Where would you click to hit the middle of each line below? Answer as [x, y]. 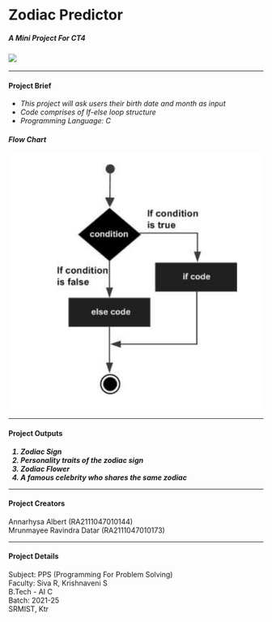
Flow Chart [28, 139]
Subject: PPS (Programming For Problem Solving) [91, 575]
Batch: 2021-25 [34, 600]
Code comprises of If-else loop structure [88, 112]
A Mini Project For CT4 [47, 37]
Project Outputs [36, 433]
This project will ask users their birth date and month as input [123, 104]
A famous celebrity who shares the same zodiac [104, 477]
